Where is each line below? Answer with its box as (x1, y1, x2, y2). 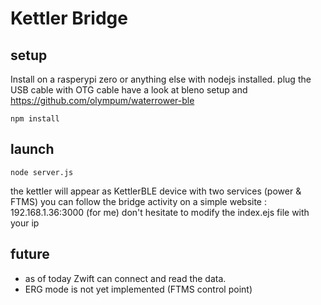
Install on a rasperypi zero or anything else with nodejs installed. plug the (10, 73, 312, 85)
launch (10, 141, 55, 158)
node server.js (10, 167, 74, 177)
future (10, 246, 50, 263)
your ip (10, 217, 40, 229)
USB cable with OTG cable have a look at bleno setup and (10, 84, 248, 96)
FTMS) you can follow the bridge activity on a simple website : (10, 195, 268, 207)
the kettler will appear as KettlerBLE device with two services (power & (10, 185, 302, 197)
